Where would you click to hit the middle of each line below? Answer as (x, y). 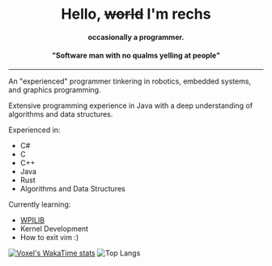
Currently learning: (40, 204)
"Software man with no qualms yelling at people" (136, 56)
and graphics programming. (55, 89)
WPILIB (32, 220)
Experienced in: (34, 130)
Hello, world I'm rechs (136, 14)
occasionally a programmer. (136, 36)
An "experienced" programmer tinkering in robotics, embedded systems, (130, 81)
